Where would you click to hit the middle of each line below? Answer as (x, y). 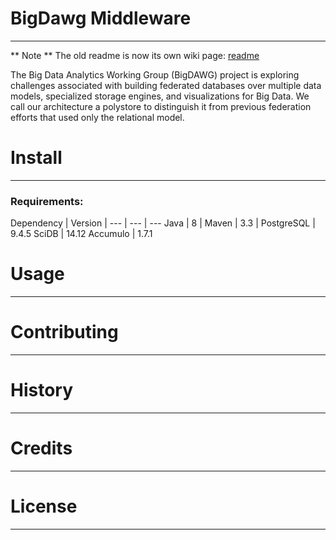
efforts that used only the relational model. (97, 117)
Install (36, 158)
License (44, 506)
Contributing (64, 332)
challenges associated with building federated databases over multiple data (166, 85)
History (42, 390)
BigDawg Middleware (101, 18)
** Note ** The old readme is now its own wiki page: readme (135, 55)
